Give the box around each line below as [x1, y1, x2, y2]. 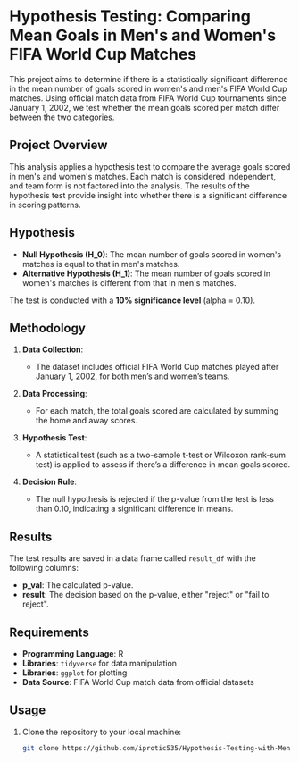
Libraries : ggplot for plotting [21, 667, 128, 678]
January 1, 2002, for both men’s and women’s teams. [35, 371, 230, 381]
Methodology [9, 320, 87, 336]
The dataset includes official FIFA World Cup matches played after [35, 362, 279, 373]
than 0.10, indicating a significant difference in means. [35, 503, 234, 515]
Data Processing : [21, 389, 87, 399]
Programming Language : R [21, 649, 124, 658]
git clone [21, 743, 60, 752]
